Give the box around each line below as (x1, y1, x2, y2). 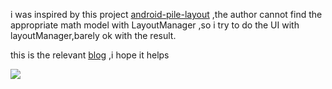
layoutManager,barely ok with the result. (10, 30, 177, 41)
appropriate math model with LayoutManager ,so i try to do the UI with (10, 19, 300, 31)
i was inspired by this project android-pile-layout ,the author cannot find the (10, 9, 323, 20)
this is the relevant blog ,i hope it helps (10, 49, 170, 61)
